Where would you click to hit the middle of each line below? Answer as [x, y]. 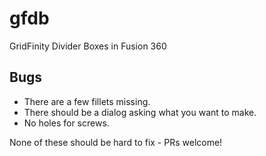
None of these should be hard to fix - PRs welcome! [116, 142]
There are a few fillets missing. [87, 101]
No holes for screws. [66, 123]
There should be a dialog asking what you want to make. [140, 112]
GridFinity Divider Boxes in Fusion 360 [88, 46]
